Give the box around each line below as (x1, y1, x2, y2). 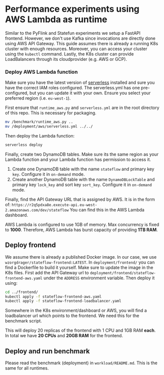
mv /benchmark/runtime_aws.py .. (5, 119, 73, 125)
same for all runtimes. (5, 365, 49, 371)
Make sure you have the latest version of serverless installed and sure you (5, 80, 155, 85)
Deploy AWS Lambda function (5, 68, 78, 75)
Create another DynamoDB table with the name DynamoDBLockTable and (12, 176, 155, 182)
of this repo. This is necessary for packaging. (5, 110, 96, 116)
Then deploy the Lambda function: (5, 133, 75, 138)
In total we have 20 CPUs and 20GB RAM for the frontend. (5, 333, 123, 339)
